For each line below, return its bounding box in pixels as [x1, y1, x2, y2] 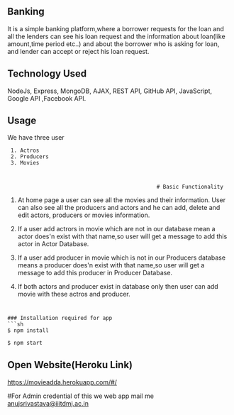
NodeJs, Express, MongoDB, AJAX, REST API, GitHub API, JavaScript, [7, 87, 213, 95]
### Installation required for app [7, 314, 113, 321]
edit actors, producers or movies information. [17, 211, 150, 219]
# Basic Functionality [156, 183, 223, 190]
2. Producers [10, 153, 50, 160]
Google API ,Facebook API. [7, 94, 87, 102]
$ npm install [7, 326, 50, 334]
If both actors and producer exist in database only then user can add [17, 282, 218, 290]
